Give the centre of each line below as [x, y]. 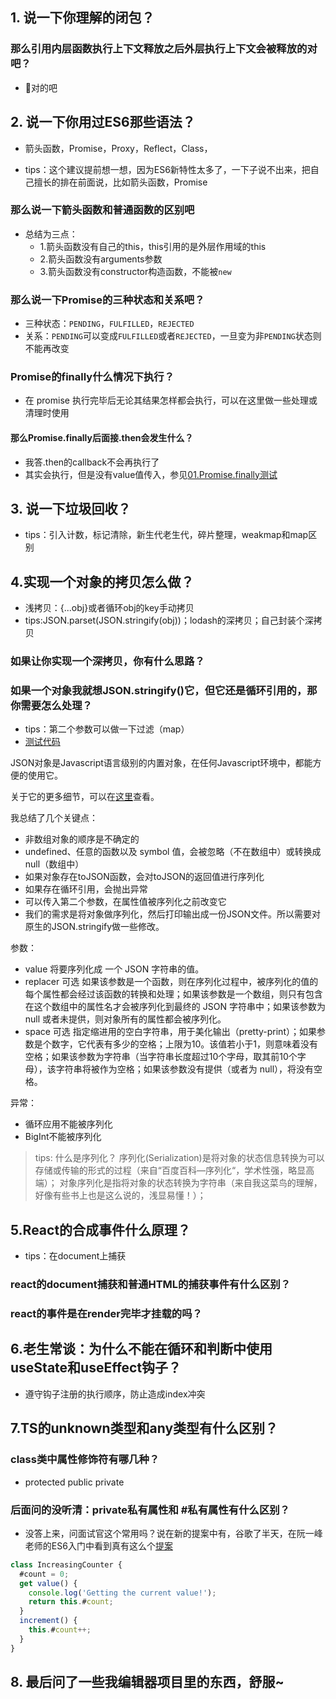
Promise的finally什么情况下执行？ [92, 377]
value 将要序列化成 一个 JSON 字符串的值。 [114, 969]
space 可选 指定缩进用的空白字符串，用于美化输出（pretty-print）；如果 [170, 1032]
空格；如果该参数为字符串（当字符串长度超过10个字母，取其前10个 [161, 1057]
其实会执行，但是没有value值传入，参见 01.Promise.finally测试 [151, 474]
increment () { [48, 1621]
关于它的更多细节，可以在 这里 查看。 [85, 797]
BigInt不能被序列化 [63, 1137]
